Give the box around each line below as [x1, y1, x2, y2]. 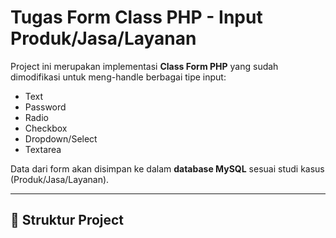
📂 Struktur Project [10, 212, 125, 229]
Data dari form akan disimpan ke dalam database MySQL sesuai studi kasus [10, 162, 325, 175]
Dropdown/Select [24, 132, 98, 145]
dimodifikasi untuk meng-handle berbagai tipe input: [10, 71, 227, 83]
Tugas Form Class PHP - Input [10, 6, 263, 29]
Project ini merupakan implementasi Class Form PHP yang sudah [10, 60, 279, 72]
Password [24, 101, 67, 113]
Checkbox [24, 122, 68, 134]
